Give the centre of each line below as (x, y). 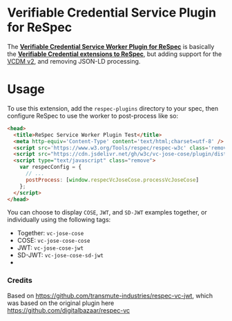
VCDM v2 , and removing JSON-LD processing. (74, 61)
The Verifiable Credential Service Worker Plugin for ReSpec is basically (111, 46)
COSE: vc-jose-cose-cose (54, 241)
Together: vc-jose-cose (50, 233)
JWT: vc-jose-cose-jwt (50, 248)
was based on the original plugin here (61, 303)
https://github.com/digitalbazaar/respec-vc (69, 310)
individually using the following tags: (59, 220)
